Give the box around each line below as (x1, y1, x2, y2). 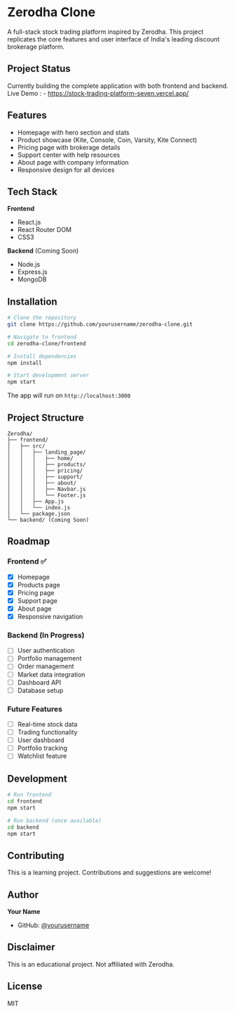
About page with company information (17, 158, 129, 166)
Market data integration (17, 670, 86, 679)
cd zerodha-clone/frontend (7, 340, 86, 347)
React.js (17, 218, 41, 227)
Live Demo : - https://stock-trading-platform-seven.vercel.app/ (7, 89, 189, 97)
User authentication (17, 646, 75, 655)
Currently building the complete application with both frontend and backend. (7, 82, 229, 90)
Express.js (17, 268, 48, 276)
